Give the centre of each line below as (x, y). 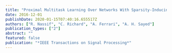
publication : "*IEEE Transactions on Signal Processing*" (68, 43)
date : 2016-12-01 (24, 15)
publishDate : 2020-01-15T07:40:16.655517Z (51, 19)
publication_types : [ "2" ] (33, 29)
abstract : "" (19, 33)
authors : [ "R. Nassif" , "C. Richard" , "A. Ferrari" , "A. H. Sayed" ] (80, 24)
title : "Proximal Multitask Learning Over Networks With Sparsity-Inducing (88, 10)
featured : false (23, 38)
